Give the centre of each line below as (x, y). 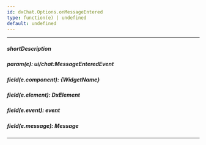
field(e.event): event (34, 110)
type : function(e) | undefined (47, 18)
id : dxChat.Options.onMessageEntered (55, 12)
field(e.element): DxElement (43, 95)
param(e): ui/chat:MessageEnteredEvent (61, 64)
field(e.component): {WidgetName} (53, 80)
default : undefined (32, 23)
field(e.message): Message (43, 125)
